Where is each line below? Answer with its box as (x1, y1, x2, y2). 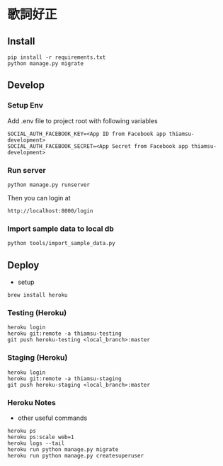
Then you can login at (7, 193, 71, 202)
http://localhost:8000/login (7, 207, 93, 215)
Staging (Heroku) (7, 353, 68, 363)
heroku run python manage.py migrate (7, 445, 119, 453)
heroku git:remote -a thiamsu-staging (7, 375, 122, 382)
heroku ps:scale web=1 (7, 433, 74, 441)
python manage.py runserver (7, 181, 91, 188)
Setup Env (7, 101, 44, 110)
